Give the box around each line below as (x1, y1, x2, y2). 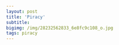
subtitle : (6, 19, 30, 25)
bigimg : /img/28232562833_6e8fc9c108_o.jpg (6, 25, 114, 31)
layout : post (6, 8, 38, 15)
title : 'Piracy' (6, 14, 45, 20)
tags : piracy (6, 30, 38, 36)
